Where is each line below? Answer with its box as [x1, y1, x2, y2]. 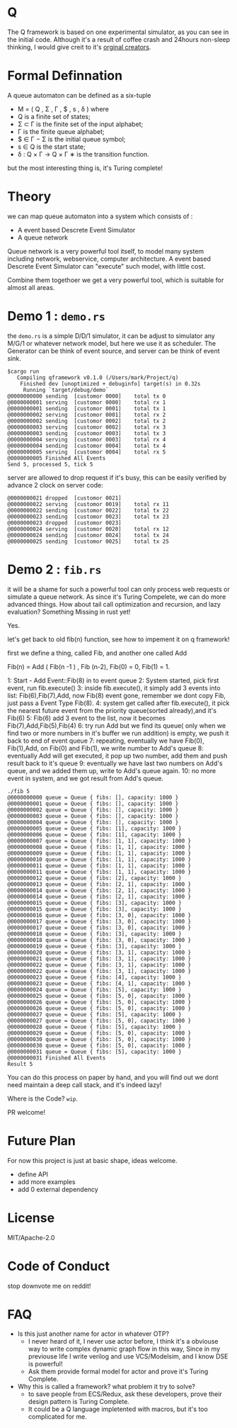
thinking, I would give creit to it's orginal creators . [7, 43, 151, 51]
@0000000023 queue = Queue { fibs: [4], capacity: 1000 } [7, 974, 182, 981]
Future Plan [7, 1132, 76, 1149]
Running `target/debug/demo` [23, 386, 110, 393]
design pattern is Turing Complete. [28, 1398, 129, 1406]
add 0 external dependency [17, 1185, 99, 1193]
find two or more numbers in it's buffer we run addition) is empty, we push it [7, 729, 229, 737]
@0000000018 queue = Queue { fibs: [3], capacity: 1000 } [7, 930, 182, 938]
